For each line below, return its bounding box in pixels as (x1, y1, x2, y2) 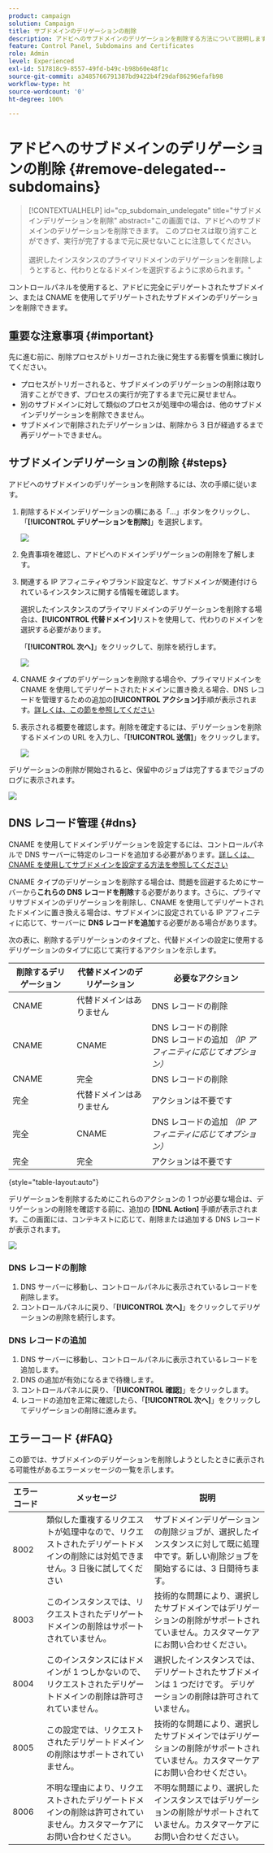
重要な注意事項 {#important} (8, 328, 154, 342)
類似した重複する (45, 1514, 112, 1525)
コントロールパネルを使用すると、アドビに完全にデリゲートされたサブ (8, 282, 244, 293)
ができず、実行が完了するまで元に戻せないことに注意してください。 (28, 237, 256, 246)
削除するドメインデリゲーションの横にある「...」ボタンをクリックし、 (19, 506, 254, 516)
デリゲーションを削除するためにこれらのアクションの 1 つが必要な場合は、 (8, 1194, 258, 1204)
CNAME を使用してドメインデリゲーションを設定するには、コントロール (8, 839, 250, 849)
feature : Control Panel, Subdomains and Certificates (8, 42, 195, 50)
